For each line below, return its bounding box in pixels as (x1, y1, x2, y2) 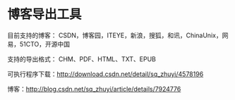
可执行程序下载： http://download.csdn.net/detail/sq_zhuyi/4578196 (7, 70, 204, 78)
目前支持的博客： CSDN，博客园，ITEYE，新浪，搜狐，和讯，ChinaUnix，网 (7, 31, 229, 39)
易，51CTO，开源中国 (7, 39, 71, 48)
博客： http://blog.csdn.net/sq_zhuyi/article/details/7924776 (7, 85, 181, 93)
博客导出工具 (7, 6, 83, 23)
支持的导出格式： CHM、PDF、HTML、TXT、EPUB (7, 54, 157, 63)
